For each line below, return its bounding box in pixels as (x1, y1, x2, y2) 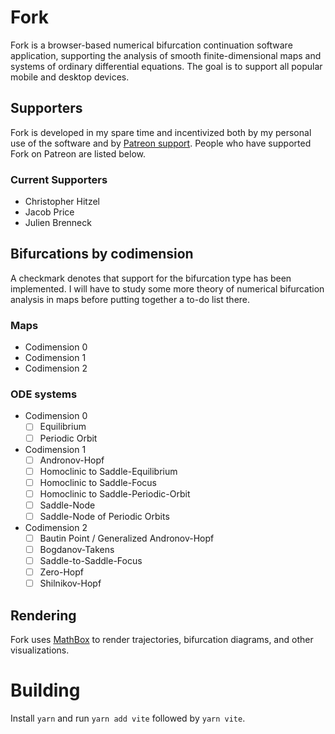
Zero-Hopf (39, 566, 84, 578)
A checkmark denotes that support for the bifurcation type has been (10, 272, 292, 284)
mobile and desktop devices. (10, 71, 130, 83)
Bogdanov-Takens (39, 544, 115, 556)
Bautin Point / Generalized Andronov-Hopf (39, 532, 215, 544)
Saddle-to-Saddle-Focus (39, 555, 143, 567)
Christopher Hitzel (24, 196, 101, 208)
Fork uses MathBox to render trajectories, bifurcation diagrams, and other (10, 634, 314, 646)
